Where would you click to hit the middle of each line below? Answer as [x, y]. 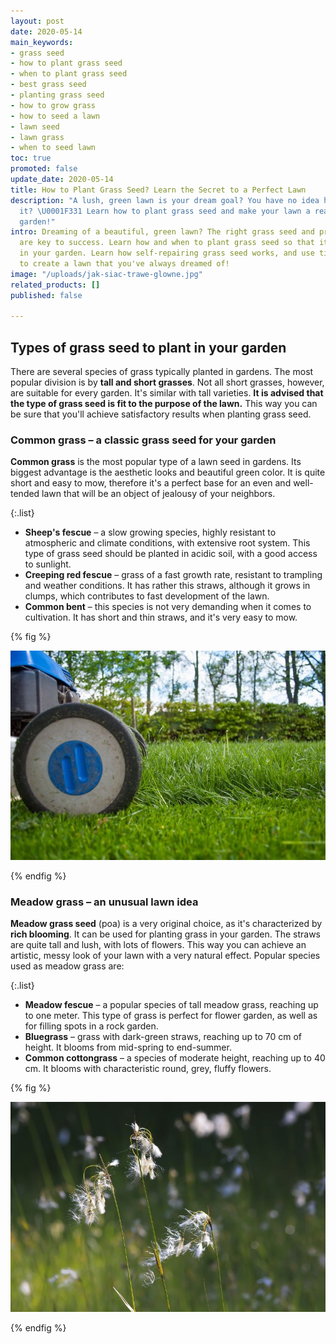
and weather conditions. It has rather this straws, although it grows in [167, 586]
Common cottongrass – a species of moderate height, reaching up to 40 [175, 1058]
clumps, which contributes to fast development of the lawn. [147, 596]
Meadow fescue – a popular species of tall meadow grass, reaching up [171, 1005]
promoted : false [44, 169]
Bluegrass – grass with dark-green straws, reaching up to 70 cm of [163, 1037]
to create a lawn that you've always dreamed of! [124, 264]
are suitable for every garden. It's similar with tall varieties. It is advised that [167, 393]
